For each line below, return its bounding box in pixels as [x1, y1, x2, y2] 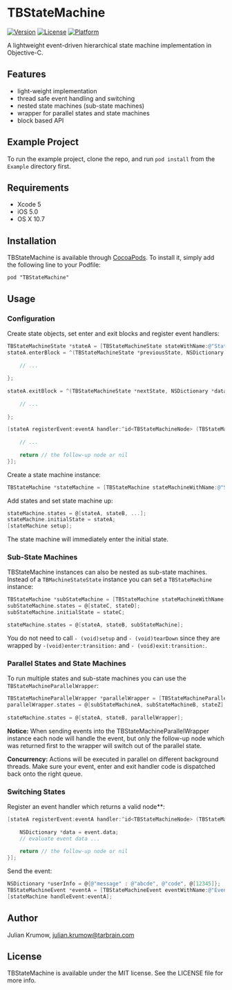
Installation [7, 235, 57, 247]
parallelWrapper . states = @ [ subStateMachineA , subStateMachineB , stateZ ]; [7, 702, 227, 709]
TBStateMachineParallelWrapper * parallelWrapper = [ [7, 695, 162, 702]
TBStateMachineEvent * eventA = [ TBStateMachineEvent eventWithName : [7, 887, 209, 894]
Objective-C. [7, 48, 43, 57]
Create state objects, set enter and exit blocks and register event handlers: [7, 329, 220, 337]
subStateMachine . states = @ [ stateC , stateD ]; [7, 603, 140, 610]
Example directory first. [7, 162, 71, 170]
